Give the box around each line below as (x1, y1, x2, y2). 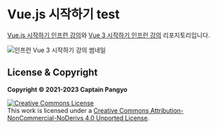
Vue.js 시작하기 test (7, 6, 120, 22)
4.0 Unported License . (85, 114, 150, 122)
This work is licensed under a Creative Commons (7, 106, 149, 114)
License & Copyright (7, 67, 98, 79)
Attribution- (150, 106, 184, 114)
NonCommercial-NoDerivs (7, 114, 84, 122)
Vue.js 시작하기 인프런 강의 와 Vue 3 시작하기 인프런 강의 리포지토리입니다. (7, 31, 210, 39)
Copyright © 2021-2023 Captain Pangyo (7, 85, 128, 93)
